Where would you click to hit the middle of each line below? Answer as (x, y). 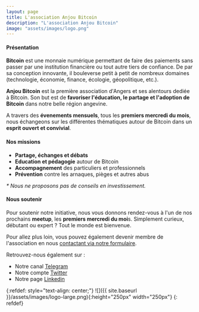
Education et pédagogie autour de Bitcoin (67, 161)
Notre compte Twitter (41, 273)
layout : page (22, 12)
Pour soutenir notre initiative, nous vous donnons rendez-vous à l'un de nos (99, 212)
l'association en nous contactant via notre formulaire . (71, 243)
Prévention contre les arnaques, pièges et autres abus (82, 174)
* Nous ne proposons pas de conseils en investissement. (76, 186)
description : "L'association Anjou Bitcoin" (62, 23)
